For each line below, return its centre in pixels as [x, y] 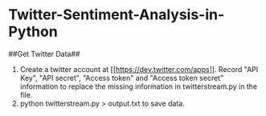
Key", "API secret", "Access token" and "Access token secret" [122, 78]
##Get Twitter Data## [44, 54]
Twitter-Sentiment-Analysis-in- [117, 15]
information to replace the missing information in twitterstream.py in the [139, 86]
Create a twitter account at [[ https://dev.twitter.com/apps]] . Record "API [139, 69]
